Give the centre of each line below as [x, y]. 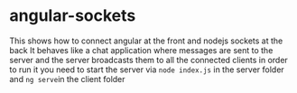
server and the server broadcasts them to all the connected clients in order [149, 60]
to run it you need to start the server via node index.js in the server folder [147, 70]
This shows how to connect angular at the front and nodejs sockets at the [146, 41]
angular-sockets [73, 16]
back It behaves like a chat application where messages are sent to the [141, 50]
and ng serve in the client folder [67, 79]
